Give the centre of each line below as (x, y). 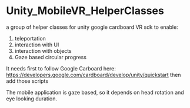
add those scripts (27, 81)
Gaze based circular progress (51, 57)
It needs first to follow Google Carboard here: (61, 68)
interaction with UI (37, 45)
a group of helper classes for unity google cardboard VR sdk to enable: (92, 27)
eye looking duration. (32, 99)
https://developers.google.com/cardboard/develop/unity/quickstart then (94, 75)
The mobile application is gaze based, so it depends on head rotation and (95, 92)
